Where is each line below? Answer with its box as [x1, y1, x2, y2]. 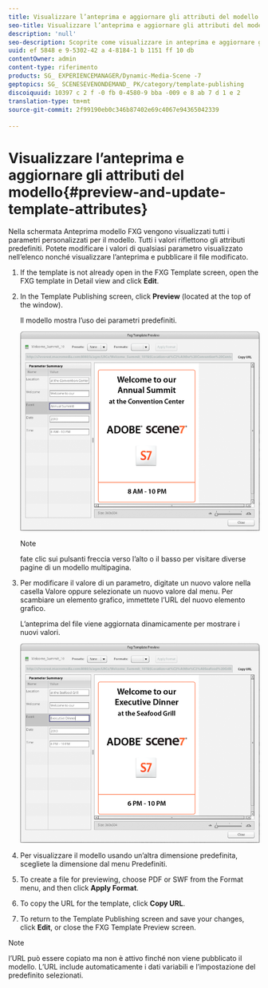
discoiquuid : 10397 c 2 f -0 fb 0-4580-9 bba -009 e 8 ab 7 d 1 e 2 [8, 89, 241, 97]
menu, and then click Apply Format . [19, 883, 140, 893]
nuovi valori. [19, 628, 61, 637]
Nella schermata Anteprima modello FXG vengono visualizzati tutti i [8, 227, 230, 236]
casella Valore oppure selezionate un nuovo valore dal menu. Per [19, 587, 234, 597]
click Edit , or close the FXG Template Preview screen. [19, 923, 197, 932]
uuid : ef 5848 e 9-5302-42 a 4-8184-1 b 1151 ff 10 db [8, 46, 195, 55]
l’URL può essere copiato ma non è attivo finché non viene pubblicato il [8, 954, 242, 963]
